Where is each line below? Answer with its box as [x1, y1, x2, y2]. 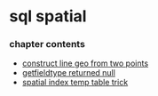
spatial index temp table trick [21, 77, 129, 88]
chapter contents [9, 38, 86, 51]
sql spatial [9, 6, 87, 27]
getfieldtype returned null [21, 68, 115, 78]
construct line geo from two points [21, 58, 149, 68]
